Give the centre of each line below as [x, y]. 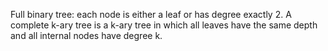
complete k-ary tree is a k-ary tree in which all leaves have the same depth [164, 25]
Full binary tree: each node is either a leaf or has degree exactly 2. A [151, 14]
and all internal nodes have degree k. [86, 35]
